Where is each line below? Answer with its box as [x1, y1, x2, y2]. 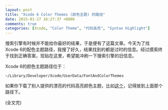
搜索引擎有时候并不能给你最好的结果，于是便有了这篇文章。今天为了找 [5, 40, 150, 46]
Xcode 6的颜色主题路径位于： [5, 63, 66, 69]
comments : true [5, 21, 37, 26]
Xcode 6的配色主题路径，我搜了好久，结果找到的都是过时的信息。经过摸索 [5, 46, 158, 52]
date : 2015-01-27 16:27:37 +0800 [5, 16, 75, 21]
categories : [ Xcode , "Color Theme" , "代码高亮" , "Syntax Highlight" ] [5, 26, 150, 31]
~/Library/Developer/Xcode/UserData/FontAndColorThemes [5, 73, 124, 78]
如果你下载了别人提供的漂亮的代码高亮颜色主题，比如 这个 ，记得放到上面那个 [5, 83, 163, 89]
